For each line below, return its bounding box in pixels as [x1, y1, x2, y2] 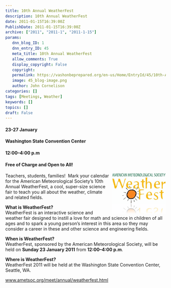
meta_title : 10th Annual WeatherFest [12, 51, 93, 56]
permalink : [12, 73, 36, 78]
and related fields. [5, 194, 43, 200]
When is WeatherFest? [5, 236, 55, 242]
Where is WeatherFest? [5, 256, 56, 263]
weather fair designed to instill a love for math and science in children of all [5, 215, 163, 221]
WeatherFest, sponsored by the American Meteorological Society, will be [5, 241, 158, 247]
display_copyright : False [12, 62, 67, 67]
